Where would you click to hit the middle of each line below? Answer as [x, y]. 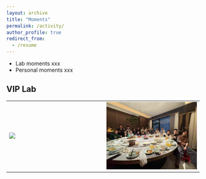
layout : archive [27, 13]
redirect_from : [26, 39]
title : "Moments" [29, 19]
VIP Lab [21, 89]
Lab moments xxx [38, 63]
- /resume [24, 45]
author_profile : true [34, 32]
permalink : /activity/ [35, 26]
